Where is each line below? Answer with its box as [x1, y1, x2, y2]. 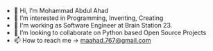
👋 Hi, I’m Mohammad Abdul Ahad [13, 7, 109, 14]
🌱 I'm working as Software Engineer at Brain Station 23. [13, 21, 173, 29]
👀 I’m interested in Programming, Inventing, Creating [13, 14, 164, 22]
